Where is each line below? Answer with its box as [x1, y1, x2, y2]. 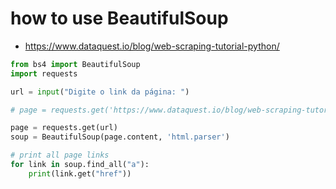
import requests [10, 68, 78, 79]
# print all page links [10, 150, 110, 161]
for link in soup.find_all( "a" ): [10, 160, 150, 170]
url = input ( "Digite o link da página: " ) [10, 87, 190, 97]
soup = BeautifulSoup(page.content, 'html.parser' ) [10, 132, 230, 142]
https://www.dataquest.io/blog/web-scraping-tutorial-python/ [24, 40, 280, 52]
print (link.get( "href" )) [28, 168, 132, 179]
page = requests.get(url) [10, 123, 118, 133]
